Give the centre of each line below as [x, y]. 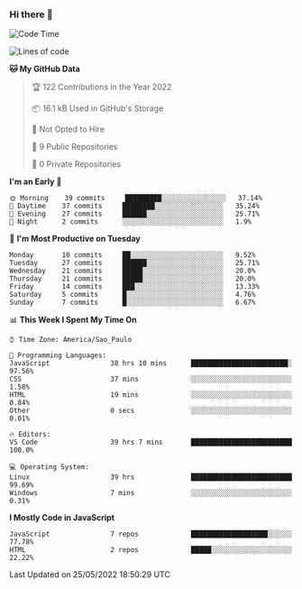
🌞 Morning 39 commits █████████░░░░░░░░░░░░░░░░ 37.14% [136, 198]
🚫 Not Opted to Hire [68, 129]
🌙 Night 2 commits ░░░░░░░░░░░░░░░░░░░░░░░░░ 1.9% [131, 222]
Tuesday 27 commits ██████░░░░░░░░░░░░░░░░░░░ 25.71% [134, 263]
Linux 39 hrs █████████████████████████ [151, 477]
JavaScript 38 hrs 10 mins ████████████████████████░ [151, 364]
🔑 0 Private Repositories [76, 164]
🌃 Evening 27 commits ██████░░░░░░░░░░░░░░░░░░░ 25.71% [134, 214]
